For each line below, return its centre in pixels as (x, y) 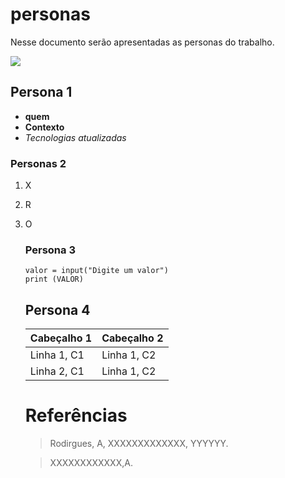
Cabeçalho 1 (61, 338)
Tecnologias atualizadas (75, 137)
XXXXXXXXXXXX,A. (91, 463)
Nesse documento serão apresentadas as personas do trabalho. (142, 42)
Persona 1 (41, 92)
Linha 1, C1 (57, 355)
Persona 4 (57, 309)
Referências (76, 415)
